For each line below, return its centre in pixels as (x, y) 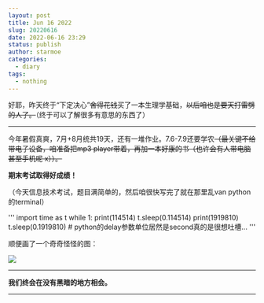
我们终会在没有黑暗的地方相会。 (60, 282)
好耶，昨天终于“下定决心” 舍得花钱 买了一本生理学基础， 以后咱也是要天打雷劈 (132, 105)
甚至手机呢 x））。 (35, 158)
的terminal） (28, 201)
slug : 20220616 (33, 30)
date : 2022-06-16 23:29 (47, 37)
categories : (27, 60)
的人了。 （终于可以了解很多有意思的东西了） (79, 114)
